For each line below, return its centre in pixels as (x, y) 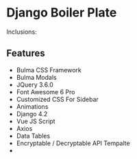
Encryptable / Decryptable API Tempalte (73, 143)
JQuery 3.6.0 (35, 85)
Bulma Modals (36, 77)
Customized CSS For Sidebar (57, 99)
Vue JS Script (36, 121)
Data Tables (33, 136)
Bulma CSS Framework (49, 70)
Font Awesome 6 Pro (46, 92)
